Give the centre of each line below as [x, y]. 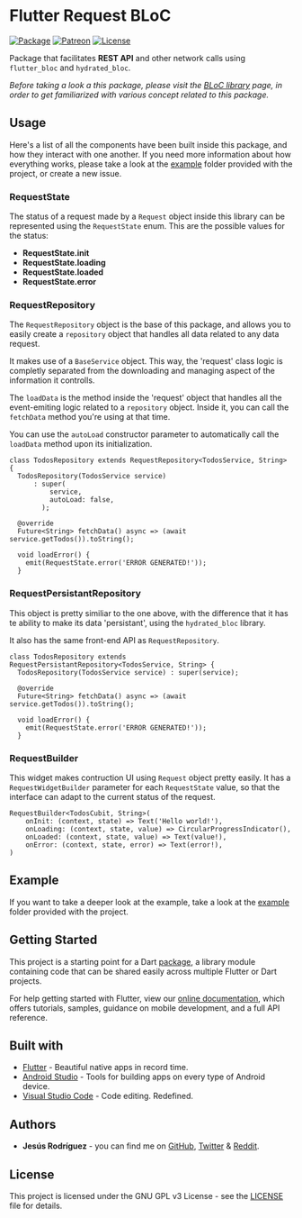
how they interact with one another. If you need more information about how [151, 154]
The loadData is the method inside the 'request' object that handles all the [146, 398]
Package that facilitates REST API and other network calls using [127, 58]
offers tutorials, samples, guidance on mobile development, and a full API [145, 1008]
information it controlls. [52, 380]
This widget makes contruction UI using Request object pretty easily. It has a [150, 777]
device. [36, 1086]
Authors [33, 1124]
